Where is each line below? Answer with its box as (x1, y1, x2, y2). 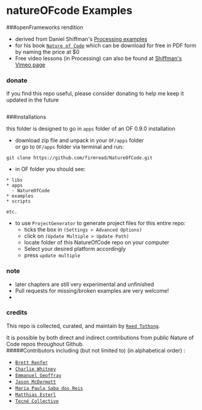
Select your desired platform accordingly (24, 246, 126, 253)
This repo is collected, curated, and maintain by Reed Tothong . (6, 322, 160, 330)
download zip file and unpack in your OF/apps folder (15, 137, 144, 144)
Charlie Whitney (15, 366, 56, 372)
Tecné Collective (15, 398, 59, 404)
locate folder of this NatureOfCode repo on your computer (24, 239, 169, 246)
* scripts (6, 198, 31, 204)
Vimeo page (15, 61, 45, 68)
